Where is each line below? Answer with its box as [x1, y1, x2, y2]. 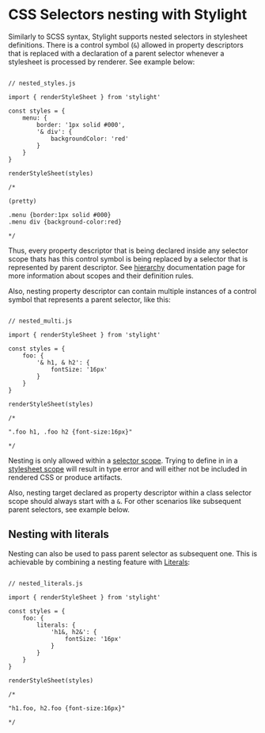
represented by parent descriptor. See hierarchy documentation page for [8, 262, 246, 272]
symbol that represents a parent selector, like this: [8, 295, 172, 304]
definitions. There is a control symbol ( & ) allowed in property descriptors [8, 40, 244, 49]
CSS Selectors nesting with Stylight [8, 6, 248, 24]
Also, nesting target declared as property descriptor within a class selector [8, 487, 252, 497]
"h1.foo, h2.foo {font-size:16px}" [8, 704, 126, 712]
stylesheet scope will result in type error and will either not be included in [8, 464, 248, 473]
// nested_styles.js [8, 79, 77, 87]
